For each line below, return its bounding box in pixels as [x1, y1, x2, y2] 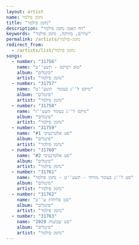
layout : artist [6, 8, 44, 15]
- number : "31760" [11, 147, 58, 153]
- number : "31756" [11, 58, 58, 64]
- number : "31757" [11, 81, 58, 87]
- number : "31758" [11, 102, 58, 109]
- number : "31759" [11, 125, 58, 131]
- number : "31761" [11, 169, 58, 175]
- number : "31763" [11, 213, 58, 219]
